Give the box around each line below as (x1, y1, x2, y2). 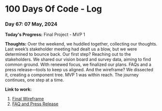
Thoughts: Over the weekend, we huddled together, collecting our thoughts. (5, 41, 158, 47)
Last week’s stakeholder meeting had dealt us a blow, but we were (5, 46, 137, 52)
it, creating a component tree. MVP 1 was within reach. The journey (5, 72, 139, 78)
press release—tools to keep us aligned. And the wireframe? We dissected (5, 67, 154, 73)
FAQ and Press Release (12, 101, 59, 107)
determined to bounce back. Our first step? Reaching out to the (5, 51, 132, 57)
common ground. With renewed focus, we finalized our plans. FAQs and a (5, 62, 151, 67)
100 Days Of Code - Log (5, 3, 103, 15)
